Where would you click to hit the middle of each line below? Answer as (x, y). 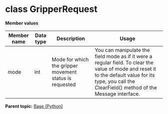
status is (61, 78)
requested (64, 84)
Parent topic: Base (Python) (34, 106)
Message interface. (117, 93)
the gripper (65, 65)
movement (64, 72)
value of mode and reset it (125, 68)
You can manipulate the (122, 50)
